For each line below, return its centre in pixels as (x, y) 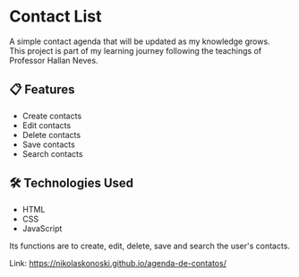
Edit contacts (47, 125)
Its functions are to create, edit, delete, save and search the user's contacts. (150, 246)
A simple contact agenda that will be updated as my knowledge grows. (140, 41)
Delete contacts (51, 134)
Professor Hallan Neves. (54, 60)
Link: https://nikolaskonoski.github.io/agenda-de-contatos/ (118, 263)
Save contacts (49, 144)
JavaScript (42, 228)
